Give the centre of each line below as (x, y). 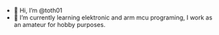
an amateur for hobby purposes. (59, 25)
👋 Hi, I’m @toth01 (38, 10)
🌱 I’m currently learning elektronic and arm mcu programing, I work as (113, 17)
